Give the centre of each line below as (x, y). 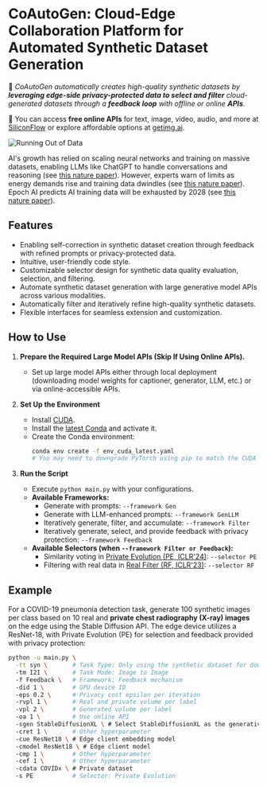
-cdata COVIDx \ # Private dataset (74, 768)
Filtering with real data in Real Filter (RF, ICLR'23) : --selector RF (149, 565)
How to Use (37, 338)
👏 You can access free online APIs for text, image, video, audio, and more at (133, 119)
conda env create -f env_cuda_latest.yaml (103, 451)
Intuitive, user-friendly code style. (75, 261)
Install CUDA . (53, 419)
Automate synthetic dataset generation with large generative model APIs (138, 286)
